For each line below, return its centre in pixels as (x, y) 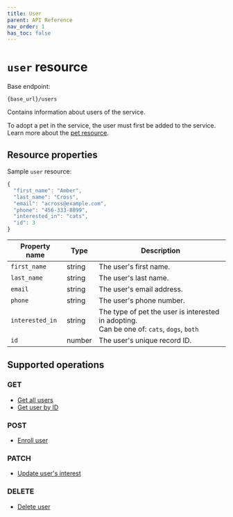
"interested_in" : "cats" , (51, 217)
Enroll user (33, 440)
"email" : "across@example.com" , (60, 203)
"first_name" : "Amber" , (48, 190)
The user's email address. (141, 289)
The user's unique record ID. (145, 340)
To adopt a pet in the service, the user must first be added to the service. (112, 126)
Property (35, 246)
